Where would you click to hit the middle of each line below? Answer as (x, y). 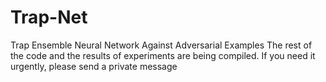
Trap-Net (49, 17)
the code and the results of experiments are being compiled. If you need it (163, 55)
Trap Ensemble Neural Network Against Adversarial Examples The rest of (161, 45)
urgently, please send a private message (94, 66)
